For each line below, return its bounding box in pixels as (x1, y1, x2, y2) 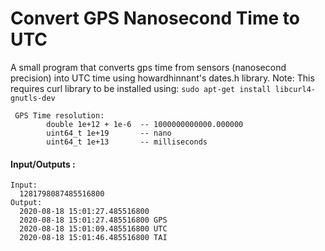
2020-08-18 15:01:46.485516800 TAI (19, 233, 168, 243)
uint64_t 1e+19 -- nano (46, 128, 172, 138)
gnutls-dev (10, 93, 56, 103)
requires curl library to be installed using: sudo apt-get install (10, 82, 272, 94)
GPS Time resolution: (14, 110, 105, 121)
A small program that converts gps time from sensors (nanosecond (10, 61, 287, 73)
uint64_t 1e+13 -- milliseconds (46, 137, 208, 147)
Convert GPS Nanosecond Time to (10, 7, 300, 30)
